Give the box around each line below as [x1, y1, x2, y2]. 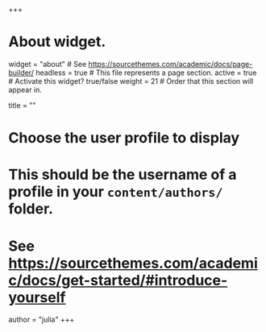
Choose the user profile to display [8, 129, 240, 147]
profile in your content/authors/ [8, 183, 223, 201]
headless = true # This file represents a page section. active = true [35, 68, 257, 77]
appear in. [8, 85, 43, 94]
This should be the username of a [8, 166, 237, 184]
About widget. [8, 33, 106, 51]
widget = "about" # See [8, 59, 87, 68]
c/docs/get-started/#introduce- [8, 271, 228, 289]
